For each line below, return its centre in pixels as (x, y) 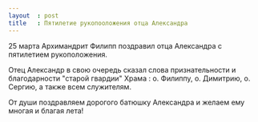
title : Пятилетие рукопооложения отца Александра (98, 23)
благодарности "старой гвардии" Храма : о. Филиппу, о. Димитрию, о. (129, 78)
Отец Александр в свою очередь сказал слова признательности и (122, 69)
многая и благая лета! (46, 110)
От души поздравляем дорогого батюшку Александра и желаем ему (127, 102)
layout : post (34, 16)
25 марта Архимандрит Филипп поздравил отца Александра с (115, 45)
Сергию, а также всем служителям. (70, 87)
